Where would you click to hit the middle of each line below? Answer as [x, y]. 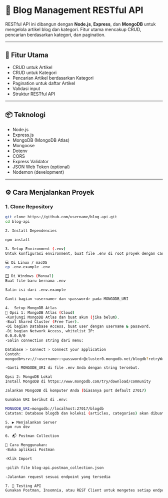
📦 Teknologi [25, 115]
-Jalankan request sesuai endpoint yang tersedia [58, 477]
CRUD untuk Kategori [34, 73]
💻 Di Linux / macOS [26, 262]
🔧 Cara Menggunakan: [27, 445]
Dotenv [20, 151]
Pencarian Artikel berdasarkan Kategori [53, 78]
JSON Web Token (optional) [41, 167]
